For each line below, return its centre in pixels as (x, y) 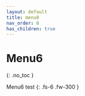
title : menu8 (23, 18)
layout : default (27, 12)
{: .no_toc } (20, 75)
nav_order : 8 (23, 23)
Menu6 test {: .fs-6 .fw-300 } (43, 87)
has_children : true (31, 29)
